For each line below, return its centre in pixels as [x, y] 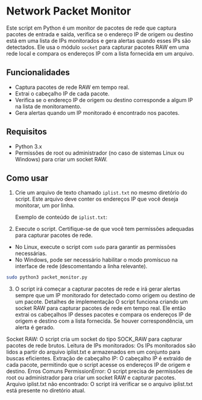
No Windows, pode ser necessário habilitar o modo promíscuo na [96, 260]
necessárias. [31, 253]
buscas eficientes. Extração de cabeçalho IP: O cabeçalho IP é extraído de [99, 358]
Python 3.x [28, 146]
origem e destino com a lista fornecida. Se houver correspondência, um [104, 321]
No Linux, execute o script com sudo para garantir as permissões [95, 247]
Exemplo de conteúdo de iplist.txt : [61, 217]
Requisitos [27, 132]
